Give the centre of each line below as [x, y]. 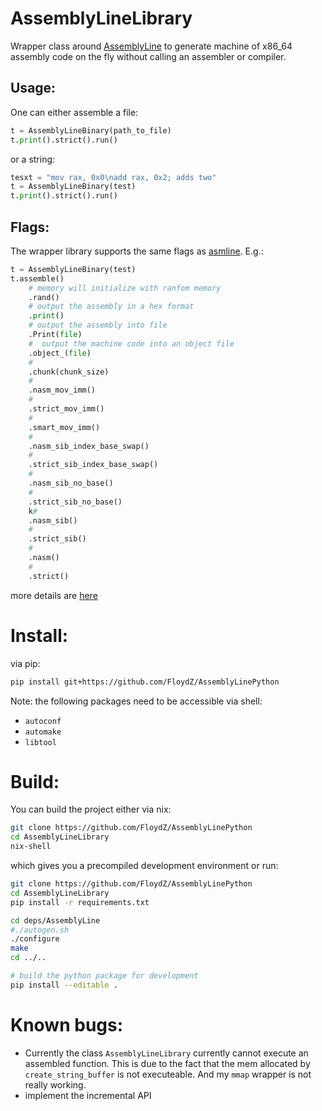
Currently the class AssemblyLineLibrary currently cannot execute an [166, 1053]
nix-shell [31, 847]
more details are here [54, 595]
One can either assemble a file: [74, 112]
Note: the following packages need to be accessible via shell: [136, 701]
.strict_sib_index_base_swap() [93, 465]
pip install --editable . [64, 985]
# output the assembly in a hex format [111, 307]
